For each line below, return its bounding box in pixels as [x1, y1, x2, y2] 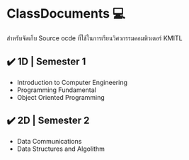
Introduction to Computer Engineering [16, 78, 128, 86]
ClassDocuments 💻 [6, 6, 125, 22]
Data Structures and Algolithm [16, 144, 105, 153]
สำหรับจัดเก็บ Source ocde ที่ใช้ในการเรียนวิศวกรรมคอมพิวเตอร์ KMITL [6, 33, 183, 42]
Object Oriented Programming [16, 93, 105, 101]
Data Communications [16, 137, 82, 145]
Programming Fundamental [16, 86, 96, 94]
